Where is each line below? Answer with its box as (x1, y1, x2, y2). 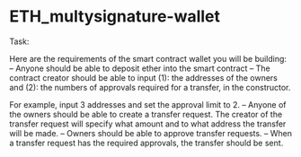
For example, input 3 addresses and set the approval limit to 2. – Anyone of (9, 99, 287, 109)
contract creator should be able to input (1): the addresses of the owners (9, 72, 279, 83)
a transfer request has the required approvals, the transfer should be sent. (9, 137, 284, 148)
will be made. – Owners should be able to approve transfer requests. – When (9, 127, 293, 138)
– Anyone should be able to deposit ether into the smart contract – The (9, 63, 271, 74)
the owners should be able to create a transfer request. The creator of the (9, 109, 283, 119)
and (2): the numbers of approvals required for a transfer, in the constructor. (9, 82, 291, 92)
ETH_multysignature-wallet (9, 6, 221, 27)
